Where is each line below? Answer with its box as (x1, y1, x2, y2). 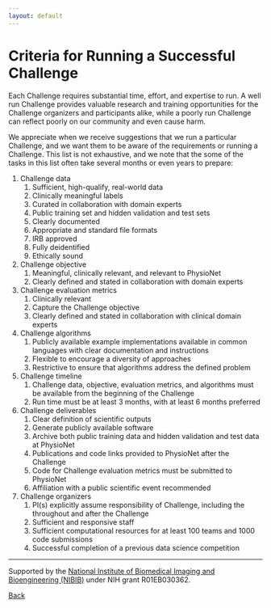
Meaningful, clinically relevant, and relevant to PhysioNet (31, 268, 222, 277)
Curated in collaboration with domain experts (31, 199, 182, 209)
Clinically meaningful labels (31, 191, 123, 201)
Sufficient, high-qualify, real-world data (31, 182, 164, 192)
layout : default (8, 11, 63, 20)
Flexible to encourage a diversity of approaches (31, 353, 191, 364)
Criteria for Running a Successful (8, 46, 236, 65)
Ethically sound (31, 251, 83, 260)
